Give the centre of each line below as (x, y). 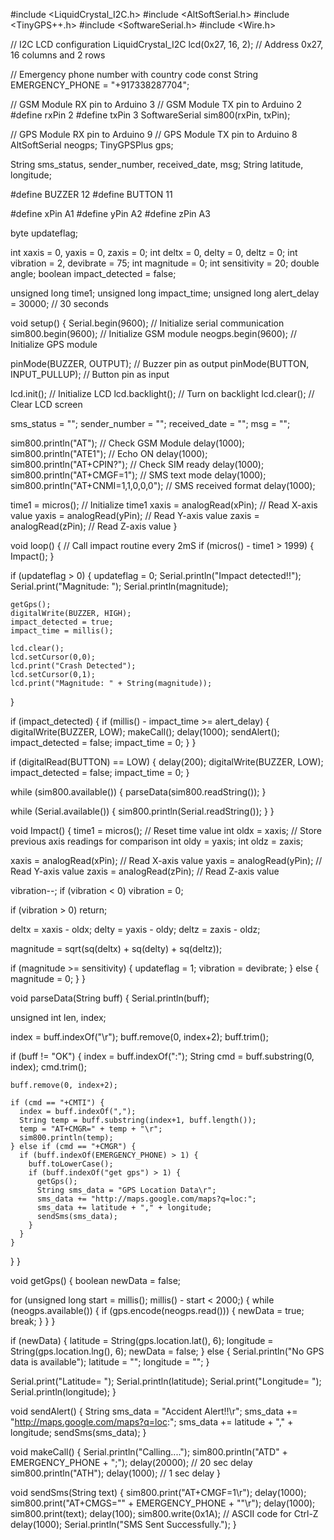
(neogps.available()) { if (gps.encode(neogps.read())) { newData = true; (157, 1310)
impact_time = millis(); (62, 631)
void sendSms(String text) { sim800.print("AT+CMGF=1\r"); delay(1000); (158, 1492)
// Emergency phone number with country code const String (134, 74)
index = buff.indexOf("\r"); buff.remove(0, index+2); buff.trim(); (139, 1037)
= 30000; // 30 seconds (59, 303)
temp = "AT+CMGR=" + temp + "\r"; (91, 1129)
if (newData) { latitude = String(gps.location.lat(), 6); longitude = (142, 1340)
